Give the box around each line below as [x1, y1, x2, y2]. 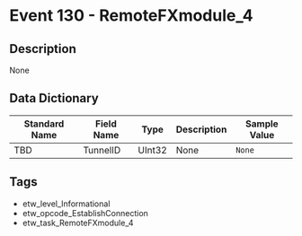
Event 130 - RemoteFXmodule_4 [9, 5, 253, 26]
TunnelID [83, 144, 121, 156]
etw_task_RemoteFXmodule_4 [22, 217, 134, 228]
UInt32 [138, 144, 168, 156]
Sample [245, 118, 279, 130]
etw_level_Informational [22, 198, 111, 209]
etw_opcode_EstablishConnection [22, 207, 148, 218]
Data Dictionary [9, 91, 99, 106]
